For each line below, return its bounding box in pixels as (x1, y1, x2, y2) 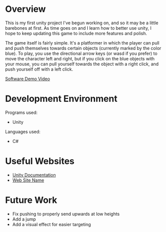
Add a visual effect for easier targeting (12, 221, 91, 227)
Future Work (5, 194, 57, 206)
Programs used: (5, 109, 38, 115)
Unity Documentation (12, 172, 56, 178)
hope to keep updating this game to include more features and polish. (5, 30, 147, 36)
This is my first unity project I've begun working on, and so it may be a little (5, 20, 159, 26)
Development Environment (5, 93, 117, 104)
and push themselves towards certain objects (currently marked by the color (5, 45, 162, 51)
